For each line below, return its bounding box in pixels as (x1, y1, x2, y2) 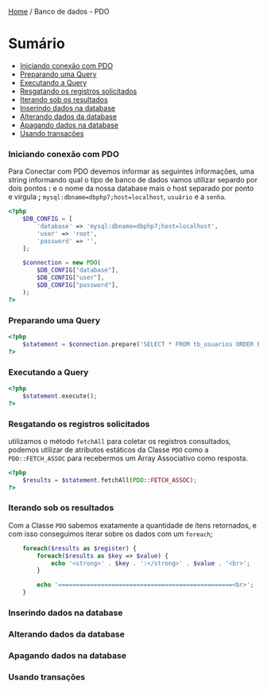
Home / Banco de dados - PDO (8, 7, 110, 16)
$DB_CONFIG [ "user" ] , (37, 274, 105, 282)
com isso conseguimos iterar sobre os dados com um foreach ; (8, 529, 213, 539)
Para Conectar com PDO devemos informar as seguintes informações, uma (8, 167, 254, 176)
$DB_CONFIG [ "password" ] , (37, 281, 119, 289)
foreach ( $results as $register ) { (22, 544, 137, 552)
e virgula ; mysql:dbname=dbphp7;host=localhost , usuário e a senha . (8, 192, 226, 202)
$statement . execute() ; (22, 392, 98, 400)
